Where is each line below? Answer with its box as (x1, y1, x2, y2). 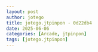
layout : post (6, 8, 39, 15)
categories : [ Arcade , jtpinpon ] (6, 31, 87, 37)
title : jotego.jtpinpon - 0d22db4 (6, 20, 93, 26)
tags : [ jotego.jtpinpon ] (6, 36, 68, 42)
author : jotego (6, 14, 44, 20)
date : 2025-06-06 (6, 25, 50, 32)
